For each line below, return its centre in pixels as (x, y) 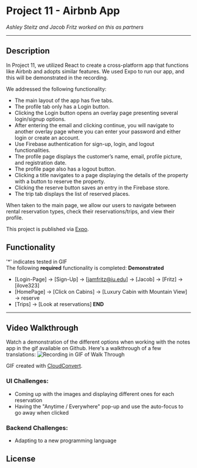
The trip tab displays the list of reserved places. (72, 194)
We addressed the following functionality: (56, 89)
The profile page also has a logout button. (65, 169)
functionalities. (33, 150)
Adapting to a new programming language (65, 440)
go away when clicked (42, 412)
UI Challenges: (27, 381)
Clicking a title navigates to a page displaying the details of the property (101, 175)
